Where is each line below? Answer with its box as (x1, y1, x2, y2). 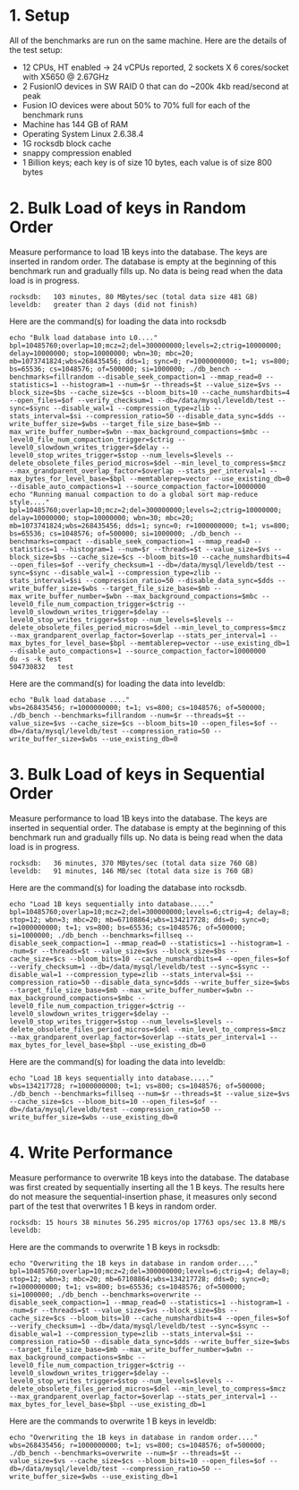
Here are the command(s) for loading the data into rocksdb (9, 315, 226, 327)
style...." (9, 498, 50, 507)
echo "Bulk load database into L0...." (9, 333, 158, 342)
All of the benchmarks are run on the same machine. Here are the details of (9, 35, 287, 46)
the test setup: (9, 44, 63, 55)
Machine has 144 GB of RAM (21, 118, 128, 130)
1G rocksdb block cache (21, 138, 112, 149)
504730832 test (9, 662, 74, 672)
